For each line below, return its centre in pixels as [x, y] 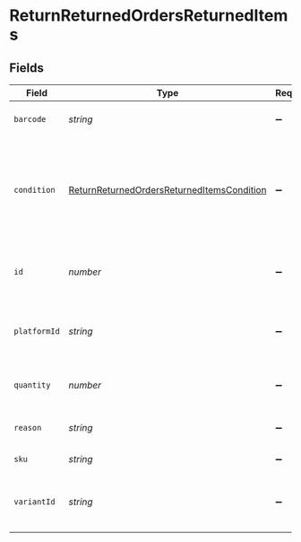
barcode [30, 119]
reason [28, 428]
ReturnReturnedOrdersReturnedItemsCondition [168, 190]
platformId [37, 332]
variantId [34, 502]
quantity [32, 385]
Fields [27, 68]
